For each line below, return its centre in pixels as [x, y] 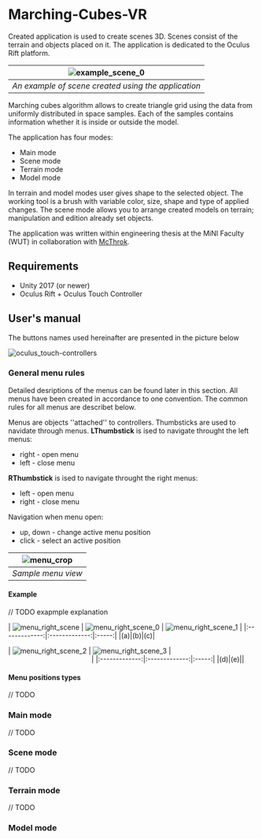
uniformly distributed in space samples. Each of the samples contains [121, 113]
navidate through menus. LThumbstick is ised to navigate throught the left [129, 430]
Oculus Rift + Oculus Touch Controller [81, 294]
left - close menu [47, 462]
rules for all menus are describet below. [72, 407]
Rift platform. [29, 53]
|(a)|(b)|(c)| [137, 636]
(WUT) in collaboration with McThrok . [69, 241]
